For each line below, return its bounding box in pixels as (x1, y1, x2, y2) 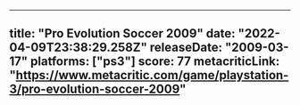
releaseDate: (149, 40, 223, 55)
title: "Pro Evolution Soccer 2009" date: (9, 26, 236, 41)
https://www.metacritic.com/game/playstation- (15, 68, 289, 83)
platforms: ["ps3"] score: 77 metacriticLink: (29, 54, 280, 69)
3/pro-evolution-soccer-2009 (9, 82, 180, 97)
